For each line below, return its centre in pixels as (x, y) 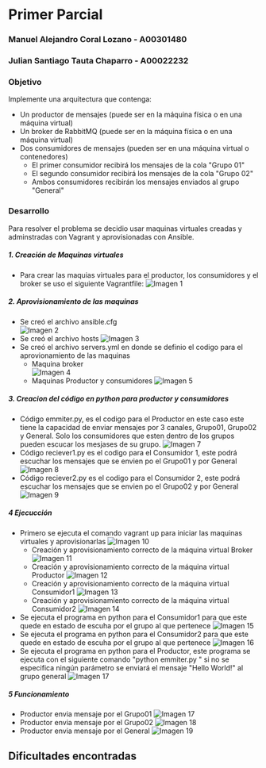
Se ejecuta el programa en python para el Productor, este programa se (135, 651)
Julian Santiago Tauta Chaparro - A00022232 (98, 61)
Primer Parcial (56, 15)
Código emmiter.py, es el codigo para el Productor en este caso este (132, 419)
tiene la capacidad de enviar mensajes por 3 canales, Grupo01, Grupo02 (138, 427)
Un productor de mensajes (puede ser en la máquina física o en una (131, 115)
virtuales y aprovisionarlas (63, 541)
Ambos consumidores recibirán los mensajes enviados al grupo (135, 182)
